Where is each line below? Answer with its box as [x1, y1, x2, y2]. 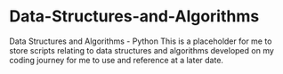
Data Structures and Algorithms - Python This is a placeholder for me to [9, 36, 272, 46]
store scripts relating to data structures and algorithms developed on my [9, 45, 274, 55]
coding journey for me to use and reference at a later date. [9, 54, 224, 65]
